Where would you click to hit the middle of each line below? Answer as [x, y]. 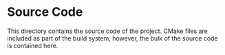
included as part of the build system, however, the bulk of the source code [112, 38]
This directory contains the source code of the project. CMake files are [108, 31]
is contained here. [33, 45]
